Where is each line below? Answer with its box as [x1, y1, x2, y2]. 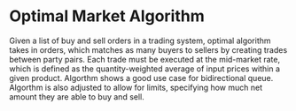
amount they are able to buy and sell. [9, 91, 144, 102]
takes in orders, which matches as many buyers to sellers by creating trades [9, 44, 288, 55]
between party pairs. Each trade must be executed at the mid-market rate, [9, 54, 281, 64]
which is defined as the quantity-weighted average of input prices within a [9, 63, 281, 74]
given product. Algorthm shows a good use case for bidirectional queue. [9, 72, 274, 83]
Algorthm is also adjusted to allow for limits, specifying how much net [9, 82, 263, 92]
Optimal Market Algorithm [9, 6, 206, 26]
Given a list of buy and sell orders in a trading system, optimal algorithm [9, 35, 272, 46]
